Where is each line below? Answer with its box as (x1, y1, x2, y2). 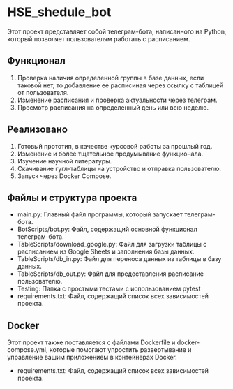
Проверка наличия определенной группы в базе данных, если (17, 73, 204, 82)
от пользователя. (17, 88, 69, 96)
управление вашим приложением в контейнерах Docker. (7, 353, 177, 362)
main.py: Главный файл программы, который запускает (17, 210, 183, 219)
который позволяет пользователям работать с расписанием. (7, 34, 190, 43)
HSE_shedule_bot (7, 4, 112, 20)
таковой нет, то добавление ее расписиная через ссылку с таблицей (17, 81, 224, 89)
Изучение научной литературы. (17, 156, 112, 165)
